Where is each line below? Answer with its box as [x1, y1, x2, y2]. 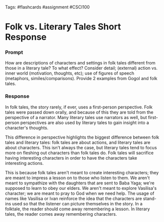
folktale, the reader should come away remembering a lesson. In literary [5, 206, 150, 212]
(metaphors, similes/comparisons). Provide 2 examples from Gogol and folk [5, 76, 158, 81]
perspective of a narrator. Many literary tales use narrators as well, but [5, 114, 147, 120]
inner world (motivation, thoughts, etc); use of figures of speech [5, 70, 135, 76]
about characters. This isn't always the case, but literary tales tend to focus [5, 144, 157, 150]
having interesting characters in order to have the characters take [5, 155, 137, 161]
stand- [142, 195, 157, 202]
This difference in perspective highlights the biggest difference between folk [5, 134, 160, 140]
